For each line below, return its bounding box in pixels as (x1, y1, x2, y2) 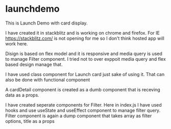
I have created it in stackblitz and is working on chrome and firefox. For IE (5, 30, 160, 36)
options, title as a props (5, 118, 55, 124)
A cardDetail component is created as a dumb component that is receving (5, 86, 161, 92)
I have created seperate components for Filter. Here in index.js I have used (5, 101, 162, 108)
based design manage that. (5, 61, 63, 67)
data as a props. (5, 92, 39, 98)
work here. (5, 40, 28, 46)
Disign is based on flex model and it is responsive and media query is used (5, 50, 162, 57)
